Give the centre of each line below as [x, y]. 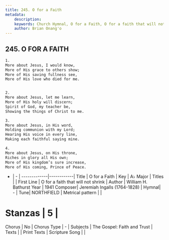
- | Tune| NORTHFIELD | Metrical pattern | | [57, 193]
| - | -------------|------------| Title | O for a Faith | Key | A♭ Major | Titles [88, 177]
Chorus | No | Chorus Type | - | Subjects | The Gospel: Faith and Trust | [79, 227]
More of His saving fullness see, [41, 74]
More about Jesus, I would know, [40, 65]
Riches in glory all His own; [37, 157]
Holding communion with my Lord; [40, 130]
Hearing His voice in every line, [41, 135]
